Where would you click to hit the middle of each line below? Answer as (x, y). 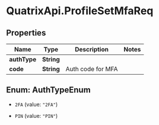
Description (92, 49)
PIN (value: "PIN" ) (36, 116)
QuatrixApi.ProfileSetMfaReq (80, 11)
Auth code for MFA (92, 69)
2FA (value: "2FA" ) (36, 104)
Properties (26, 33)
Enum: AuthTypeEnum (48, 90)
